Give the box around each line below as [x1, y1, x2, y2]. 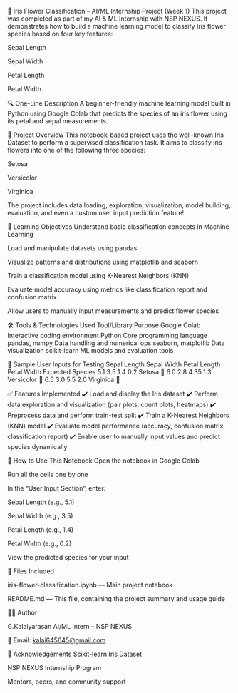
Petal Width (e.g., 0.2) [7, 539, 72, 548]
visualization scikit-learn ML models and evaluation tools [7, 346, 174, 354]
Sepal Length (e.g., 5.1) [7, 498, 75, 506]
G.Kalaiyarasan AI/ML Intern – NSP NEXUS [7, 622, 133, 630]
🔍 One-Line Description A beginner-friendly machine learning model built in [7, 99, 232, 107]
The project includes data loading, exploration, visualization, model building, [7, 201, 231, 210]
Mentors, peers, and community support [7, 677, 126, 686]
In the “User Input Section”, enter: [7, 484, 106, 492]
